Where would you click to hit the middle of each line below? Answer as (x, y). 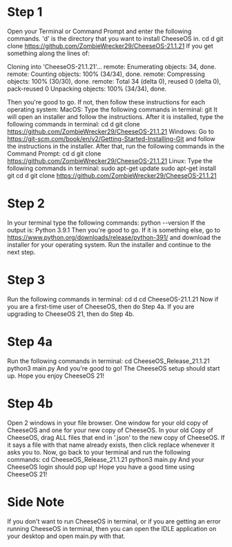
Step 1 (25, 12)
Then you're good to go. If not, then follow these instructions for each (106, 102)
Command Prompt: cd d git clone (54, 154)
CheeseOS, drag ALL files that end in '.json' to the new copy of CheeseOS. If (116, 437)
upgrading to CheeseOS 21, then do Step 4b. (71, 314)
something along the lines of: (48, 53)
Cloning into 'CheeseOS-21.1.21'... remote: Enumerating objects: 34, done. (112, 66)
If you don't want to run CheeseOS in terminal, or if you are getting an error (114, 521)
